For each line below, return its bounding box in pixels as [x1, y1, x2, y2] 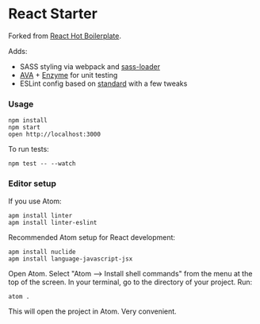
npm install [8, 117, 48, 125]
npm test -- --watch [8, 160, 77, 168]
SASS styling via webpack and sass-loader [19, 61, 161, 71]
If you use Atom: [8, 196, 62, 206]
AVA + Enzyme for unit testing [19, 70, 118, 79]
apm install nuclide [8, 248, 77, 256]
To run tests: [8, 145, 49, 154]
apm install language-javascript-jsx [8, 255, 133, 263]
